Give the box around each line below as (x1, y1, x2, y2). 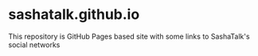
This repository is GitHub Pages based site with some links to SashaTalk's (8, 32, 250, 41)
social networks (8, 39, 61, 49)
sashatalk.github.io (8, 6, 140, 24)
